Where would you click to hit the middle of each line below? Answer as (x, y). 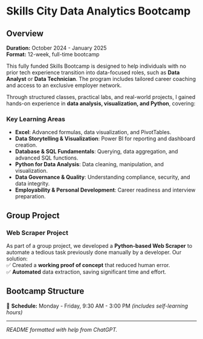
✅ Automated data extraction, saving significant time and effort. (86, 272)
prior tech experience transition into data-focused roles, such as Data (93, 73)
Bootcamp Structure (45, 291)
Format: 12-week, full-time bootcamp (53, 54)
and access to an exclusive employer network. (64, 85)
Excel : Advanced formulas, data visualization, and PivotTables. (93, 132)
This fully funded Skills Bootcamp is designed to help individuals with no (96, 66)
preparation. (30, 196)
